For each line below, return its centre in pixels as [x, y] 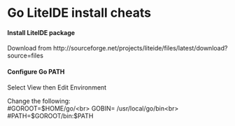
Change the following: [39, 101]
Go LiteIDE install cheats [79, 13]
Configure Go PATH [36, 71]
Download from [30, 48]
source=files [26, 56]
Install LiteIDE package [41, 32]
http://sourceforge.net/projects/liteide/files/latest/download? [141, 48]
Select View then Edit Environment [57, 87]
